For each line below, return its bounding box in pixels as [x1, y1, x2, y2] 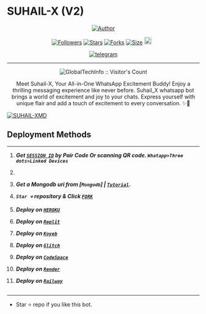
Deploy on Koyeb [15, 230, 57, 237]
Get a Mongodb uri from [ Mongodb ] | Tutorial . [15, 181, 131, 188]
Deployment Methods [7, 130, 91, 140]
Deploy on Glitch [15, 241, 61, 249]
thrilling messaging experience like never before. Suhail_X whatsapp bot [12, 86, 194, 94]
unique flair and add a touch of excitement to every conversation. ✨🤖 [16, 99, 191, 107]
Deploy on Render [15, 265, 61, 272]
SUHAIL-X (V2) [7, 4, 84, 18]
